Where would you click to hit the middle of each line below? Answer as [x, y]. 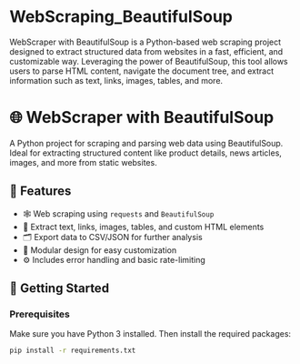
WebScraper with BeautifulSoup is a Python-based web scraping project [145, 42]
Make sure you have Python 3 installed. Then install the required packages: [150, 334]
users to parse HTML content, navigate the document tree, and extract [142, 71]
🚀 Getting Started [60, 288]
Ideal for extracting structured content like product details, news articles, [145, 153]
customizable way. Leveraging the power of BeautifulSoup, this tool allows [149, 61]
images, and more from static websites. [83, 162]
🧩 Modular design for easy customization [100, 250]
